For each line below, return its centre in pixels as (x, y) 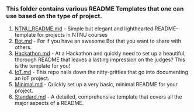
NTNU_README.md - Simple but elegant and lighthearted (84, 29)
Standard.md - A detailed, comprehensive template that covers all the (98, 97)
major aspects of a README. (49, 103)
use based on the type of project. (54, 16)
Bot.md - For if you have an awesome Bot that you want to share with (98, 41)
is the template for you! (42, 66)
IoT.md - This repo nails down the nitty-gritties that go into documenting (101, 72)
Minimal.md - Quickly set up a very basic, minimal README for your (96, 85)
